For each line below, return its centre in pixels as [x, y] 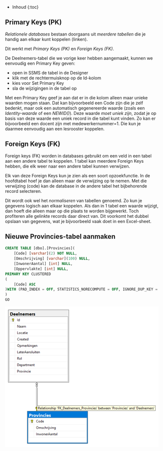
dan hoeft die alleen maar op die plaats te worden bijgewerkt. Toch [72, 211]
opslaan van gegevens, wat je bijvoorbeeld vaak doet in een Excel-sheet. [78, 221]
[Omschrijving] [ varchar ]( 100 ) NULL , [52, 259]
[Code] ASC [25, 284]
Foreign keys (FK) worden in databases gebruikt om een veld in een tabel [78, 156]
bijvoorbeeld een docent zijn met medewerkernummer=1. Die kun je [73, 123]
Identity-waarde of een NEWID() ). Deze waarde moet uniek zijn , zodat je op [81, 113]
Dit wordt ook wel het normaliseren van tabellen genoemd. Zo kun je [74, 200]
